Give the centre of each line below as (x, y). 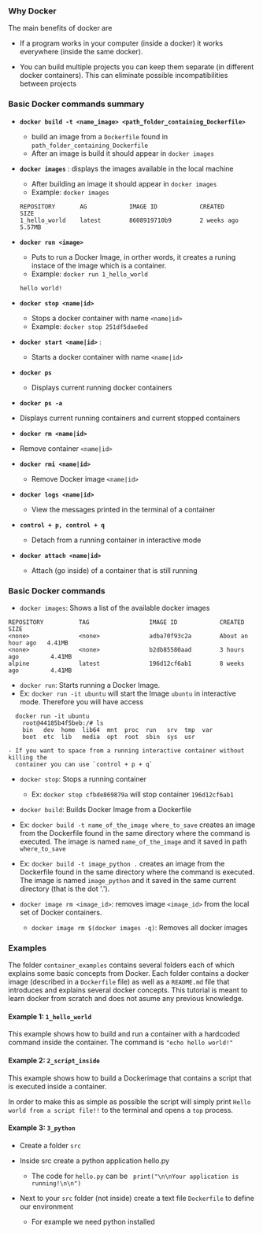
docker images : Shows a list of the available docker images (115, 608)
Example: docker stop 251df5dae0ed (89, 326)
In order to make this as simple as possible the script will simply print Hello (130, 1101)
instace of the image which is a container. (99, 265)
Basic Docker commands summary (76, 104)
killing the (28, 757)
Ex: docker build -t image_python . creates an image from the (122, 863)
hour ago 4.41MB (38, 643)
